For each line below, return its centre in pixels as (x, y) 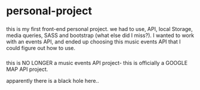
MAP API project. (27, 69)
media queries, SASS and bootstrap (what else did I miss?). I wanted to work (100, 35)
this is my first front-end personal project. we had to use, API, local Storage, (99, 29)
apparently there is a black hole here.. (53, 81)
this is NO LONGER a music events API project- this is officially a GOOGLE (97, 63)
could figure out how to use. (41, 48)
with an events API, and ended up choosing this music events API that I (93, 42)
